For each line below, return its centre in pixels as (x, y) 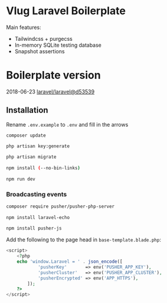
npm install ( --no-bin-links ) (43, 168)
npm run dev (21, 179)
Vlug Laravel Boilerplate (66, 11)
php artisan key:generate (38, 146)
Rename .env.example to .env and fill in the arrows (67, 124)
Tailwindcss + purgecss (43, 38)
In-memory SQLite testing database (58, 45)
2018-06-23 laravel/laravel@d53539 (50, 91)
